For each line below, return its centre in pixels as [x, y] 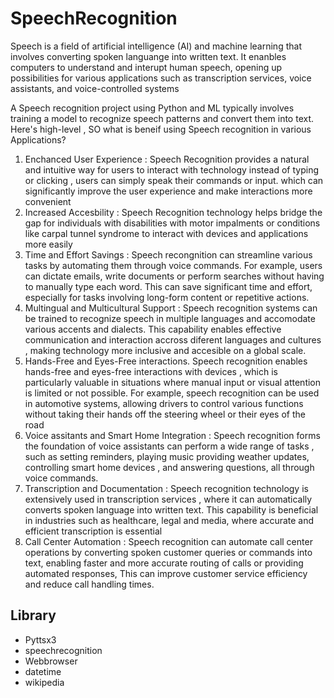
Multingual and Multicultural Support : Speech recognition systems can [171, 308]
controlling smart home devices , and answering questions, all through [169, 467]
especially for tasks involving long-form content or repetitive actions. [167, 297]
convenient [48, 201]
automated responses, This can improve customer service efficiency [166, 573]
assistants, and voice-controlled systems [95, 88]
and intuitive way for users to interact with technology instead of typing [172, 169]
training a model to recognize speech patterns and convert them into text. [162, 118]
